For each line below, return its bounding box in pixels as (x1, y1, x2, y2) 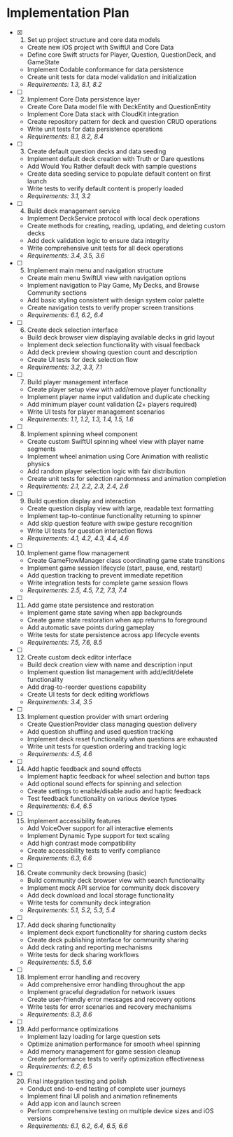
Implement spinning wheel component (27, 429, 138, 438)
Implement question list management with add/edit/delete (27, 667, 194, 676)
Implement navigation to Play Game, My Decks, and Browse (27, 281, 200, 289)
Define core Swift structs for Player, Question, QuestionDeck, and (27, 50, 216, 59)
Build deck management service (27, 207, 120, 215)
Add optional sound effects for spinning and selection (27, 779, 183, 788)
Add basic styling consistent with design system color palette (27, 295, 204, 304)
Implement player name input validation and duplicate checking (27, 392, 211, 400)
